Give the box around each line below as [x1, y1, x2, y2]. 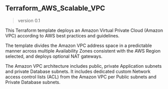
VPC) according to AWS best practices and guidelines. [5, 32, 120, 38]
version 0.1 [17, 17, 41, 23]
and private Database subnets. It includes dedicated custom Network [5, 68, 151, 74]
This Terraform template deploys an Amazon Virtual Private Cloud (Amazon [5, 27, 163, 33]
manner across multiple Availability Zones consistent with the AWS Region [5, 48, 161, 54]
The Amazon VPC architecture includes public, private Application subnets [5, 63, 162, 69]
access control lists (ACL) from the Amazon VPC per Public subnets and [5, 73, 157, 80]
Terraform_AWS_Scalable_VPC [5, 4, 105, 13]
